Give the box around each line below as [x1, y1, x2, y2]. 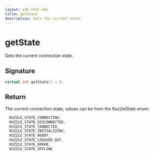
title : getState [5, 12, 38, 16]
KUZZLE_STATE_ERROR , [9, 142, 51, 147]
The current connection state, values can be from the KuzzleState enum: [5, 106, 150, 112]
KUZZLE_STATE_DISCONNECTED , [9, 119, 66, 125]
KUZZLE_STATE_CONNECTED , [9, 124, 59, 129]
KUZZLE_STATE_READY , [9, 133, 51, 138]
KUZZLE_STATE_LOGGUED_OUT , [9, 138, 64, 142]
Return [5, 93, 26, 101]
